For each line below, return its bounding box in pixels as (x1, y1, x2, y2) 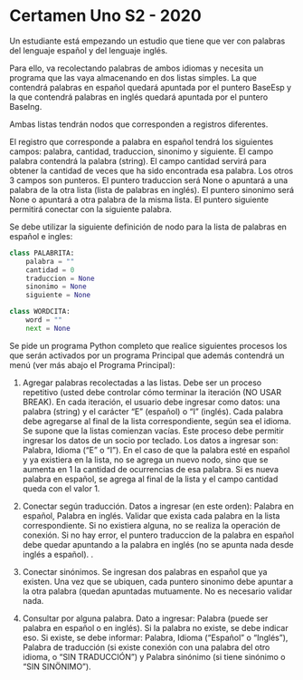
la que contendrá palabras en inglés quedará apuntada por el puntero (9, 92, 269, 102)
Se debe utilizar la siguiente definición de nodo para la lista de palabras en (9, 221, 288, 232)
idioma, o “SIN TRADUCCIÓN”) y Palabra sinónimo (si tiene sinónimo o (22, 651, 286, 662)
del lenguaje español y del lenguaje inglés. (9, 44, 168, 55)
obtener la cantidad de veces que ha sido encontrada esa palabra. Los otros (9, 165, 294, 176)
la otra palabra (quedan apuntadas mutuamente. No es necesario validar (22, 586, 293, 597)
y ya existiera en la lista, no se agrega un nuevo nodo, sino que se (22, 454, 269, 465)
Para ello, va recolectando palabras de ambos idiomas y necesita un (9, 63, 264, 73)
